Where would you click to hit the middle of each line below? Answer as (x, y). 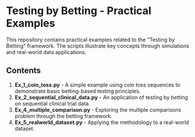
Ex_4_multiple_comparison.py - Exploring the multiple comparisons (98, 109)
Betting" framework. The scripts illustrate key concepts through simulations (98, 46)
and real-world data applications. (46, 52)
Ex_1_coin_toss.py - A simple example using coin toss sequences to (97, 85)
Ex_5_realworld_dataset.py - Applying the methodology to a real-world (102, 122)
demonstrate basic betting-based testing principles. (77, 91)
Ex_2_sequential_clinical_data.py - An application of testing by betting (101, 97)
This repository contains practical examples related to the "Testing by (90, 39)
